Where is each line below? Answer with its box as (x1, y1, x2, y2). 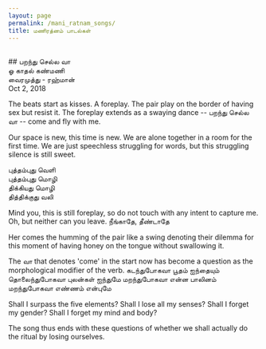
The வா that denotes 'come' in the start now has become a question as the (8, 256, 253, 266)
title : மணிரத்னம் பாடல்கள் (8, 26, 92, 34)
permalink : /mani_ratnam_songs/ (8, 19, 115, 27)
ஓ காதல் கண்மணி (8, 65, 65, 76)
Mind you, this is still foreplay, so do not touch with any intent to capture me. (8, 208, 259, 218)
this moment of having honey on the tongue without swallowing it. (8, 241, 225, 251)
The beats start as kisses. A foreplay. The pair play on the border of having (8, 99, 254, 109)
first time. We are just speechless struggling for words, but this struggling (8, 141, 249, 151)
